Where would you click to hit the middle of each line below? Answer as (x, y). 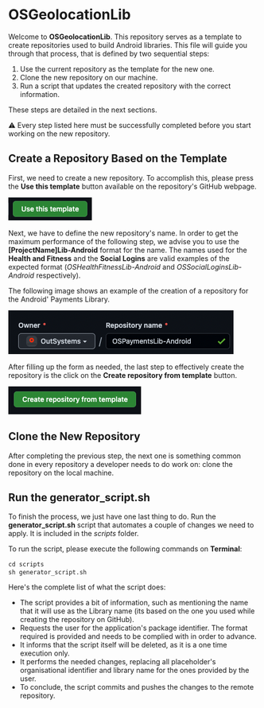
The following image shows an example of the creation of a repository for (128, 290)
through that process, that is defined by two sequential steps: (109, 53)
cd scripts (26, 565)
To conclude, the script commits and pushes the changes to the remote (137, 687)
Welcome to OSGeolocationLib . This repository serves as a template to (125, 37)
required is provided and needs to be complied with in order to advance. (138, 636)
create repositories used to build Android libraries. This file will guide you (128, 45)
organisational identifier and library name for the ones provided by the (134, 671)
